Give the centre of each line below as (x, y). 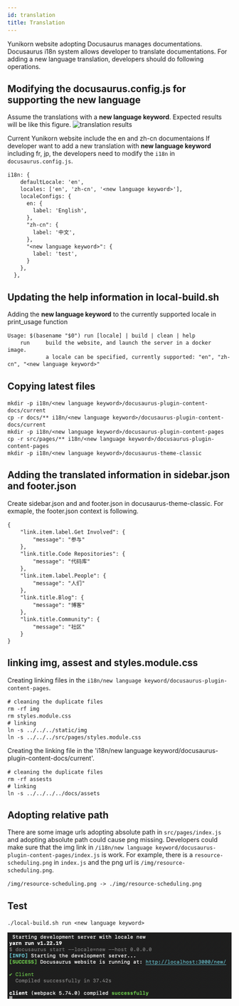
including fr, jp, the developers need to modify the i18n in (91, 154)
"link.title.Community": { (60, 619)
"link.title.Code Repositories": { (73, 554)
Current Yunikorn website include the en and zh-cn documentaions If (108, 138)
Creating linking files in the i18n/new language (74, 680)
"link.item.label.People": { (63, 576)
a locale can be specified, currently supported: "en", (130, 357)
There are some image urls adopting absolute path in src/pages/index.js (115, 832)
